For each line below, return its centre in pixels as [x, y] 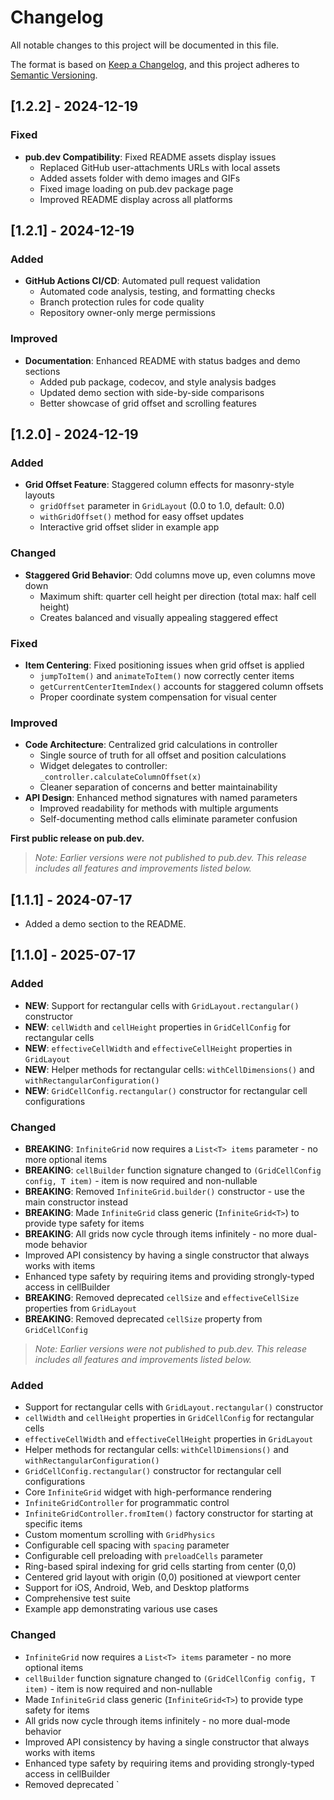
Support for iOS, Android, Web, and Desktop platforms [137, 1588]
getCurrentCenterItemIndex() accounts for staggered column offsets [181, 686]
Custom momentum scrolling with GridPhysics [120, 1535]
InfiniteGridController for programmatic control [127, 1503]
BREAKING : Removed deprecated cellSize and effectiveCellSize [162, 1297]
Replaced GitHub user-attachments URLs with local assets [160, 167]
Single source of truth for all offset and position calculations [163, 755]
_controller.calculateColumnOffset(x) [120, 777]
